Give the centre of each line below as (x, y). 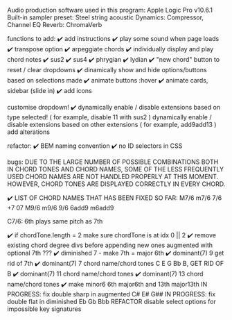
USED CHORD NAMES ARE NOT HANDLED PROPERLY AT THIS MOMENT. (113, 177)
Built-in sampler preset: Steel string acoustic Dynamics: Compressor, (106, 17)
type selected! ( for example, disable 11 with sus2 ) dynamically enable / (109, 117)
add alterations (29, 132)
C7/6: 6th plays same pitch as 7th (55, 221)
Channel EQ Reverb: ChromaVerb (55, 25)
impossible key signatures (44, 309)
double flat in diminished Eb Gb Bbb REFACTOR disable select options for (111, 302)
